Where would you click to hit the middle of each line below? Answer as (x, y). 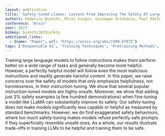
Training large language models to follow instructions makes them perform (80, 60)
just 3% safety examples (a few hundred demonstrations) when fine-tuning (81, 97)
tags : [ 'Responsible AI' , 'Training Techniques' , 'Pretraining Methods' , (82, 46)
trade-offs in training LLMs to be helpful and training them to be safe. (75, 128)
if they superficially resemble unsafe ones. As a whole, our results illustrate (81, 123)
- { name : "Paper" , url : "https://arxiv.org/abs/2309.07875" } (73, 42)
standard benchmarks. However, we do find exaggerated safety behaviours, (82, 112)
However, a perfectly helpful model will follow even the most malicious (76, 70)
